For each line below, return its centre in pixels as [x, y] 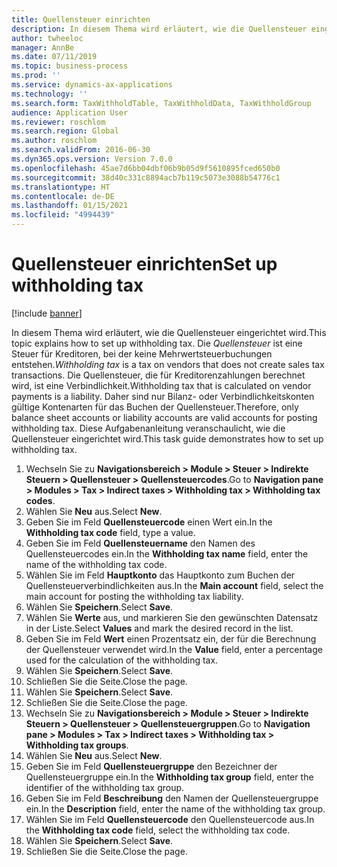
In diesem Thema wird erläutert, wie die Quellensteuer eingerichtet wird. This [169, 332]
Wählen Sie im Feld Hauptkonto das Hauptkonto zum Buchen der [160, 575]
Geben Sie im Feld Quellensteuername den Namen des [140, 543]
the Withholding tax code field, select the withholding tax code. [158, 830]
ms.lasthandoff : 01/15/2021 [70, 206]
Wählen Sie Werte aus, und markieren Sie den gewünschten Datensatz [172, 617]
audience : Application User [70, 112]
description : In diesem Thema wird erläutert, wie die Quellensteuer [159, 29]
